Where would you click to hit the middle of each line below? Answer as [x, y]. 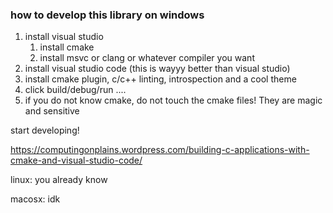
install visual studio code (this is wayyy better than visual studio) [157, 69]
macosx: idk [35, 199]
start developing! [45, 130]
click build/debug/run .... [75, 90]
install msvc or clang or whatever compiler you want [147, 58]
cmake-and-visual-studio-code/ [76, 160]
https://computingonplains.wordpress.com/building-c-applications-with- [160, 150]
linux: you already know [59, 180]
